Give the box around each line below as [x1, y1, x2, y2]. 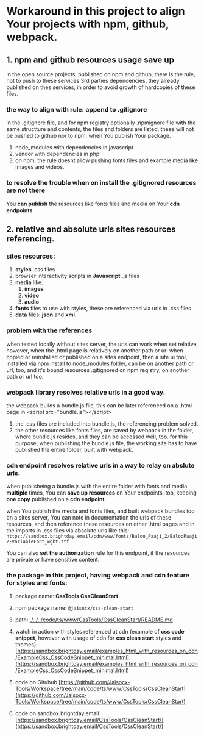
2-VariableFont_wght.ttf [6, 538, 69, 545]
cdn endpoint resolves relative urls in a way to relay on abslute [6, 461, 195, 470]
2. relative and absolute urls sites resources [6, 224, 176, 234]
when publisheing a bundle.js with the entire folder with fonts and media [6, 483, 188, 490]
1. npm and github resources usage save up [6, 54, 175, 65]
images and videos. [15, 163, 65, 171]
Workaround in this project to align [6, 4, 186, 18]
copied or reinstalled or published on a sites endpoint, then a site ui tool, [6, 353, 188, 360]
